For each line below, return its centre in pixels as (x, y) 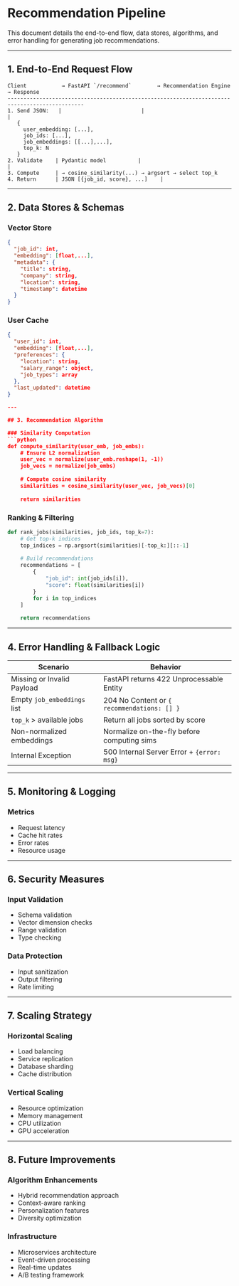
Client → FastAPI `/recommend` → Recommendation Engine (119, 86)
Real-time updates (45, 1267)
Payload (25, 688)
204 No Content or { (137, 700)
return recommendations (55, 618)
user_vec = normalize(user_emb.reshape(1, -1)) (92, 459)
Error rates (33, 843)
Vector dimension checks (55, 923)
